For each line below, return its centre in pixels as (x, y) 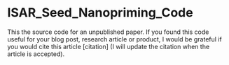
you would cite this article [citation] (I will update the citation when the (109, 46)
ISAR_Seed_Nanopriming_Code (100, 13)
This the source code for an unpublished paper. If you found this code (108, 32)
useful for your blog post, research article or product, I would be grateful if (114, 39)
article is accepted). (36, 54)
